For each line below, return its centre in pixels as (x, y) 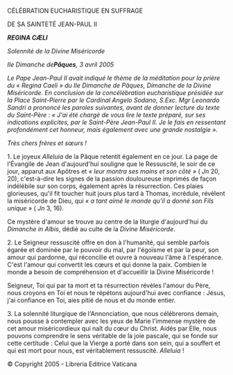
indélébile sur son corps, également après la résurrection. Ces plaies (105, 186)
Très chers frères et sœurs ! (47, 143)
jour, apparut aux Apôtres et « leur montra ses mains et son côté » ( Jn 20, (114, 171)
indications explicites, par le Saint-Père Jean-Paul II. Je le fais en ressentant (116, 122)
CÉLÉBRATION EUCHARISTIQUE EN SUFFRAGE (75, 11)
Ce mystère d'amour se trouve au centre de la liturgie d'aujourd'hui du (107, 222)
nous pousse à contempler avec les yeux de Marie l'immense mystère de (112, 321)
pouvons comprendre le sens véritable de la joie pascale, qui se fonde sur (113, 336)
